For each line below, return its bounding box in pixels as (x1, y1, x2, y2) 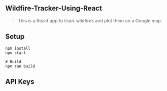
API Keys (5, 77, 35, 86)
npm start (5, 50, 26, 55)
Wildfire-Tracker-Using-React (5, 4, 103, 13)
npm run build (5, 64, 36, 69)
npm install (5, 46, 30, 51)
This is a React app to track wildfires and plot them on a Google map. (17, 17, 162, 23)
